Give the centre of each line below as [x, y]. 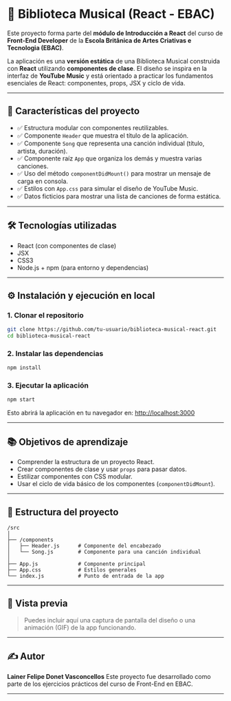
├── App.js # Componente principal [77, 564]
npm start [21, 400]
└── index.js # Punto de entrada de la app [86, 576]
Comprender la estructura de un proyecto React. [86, 462]
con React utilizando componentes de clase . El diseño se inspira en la [107, 68]
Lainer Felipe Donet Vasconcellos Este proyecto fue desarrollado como [109, 676]
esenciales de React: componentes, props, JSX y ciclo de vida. [96, 83]
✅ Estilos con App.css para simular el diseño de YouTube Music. [107, 188]
